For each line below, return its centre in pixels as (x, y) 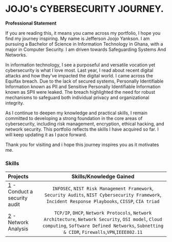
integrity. (15, 103)
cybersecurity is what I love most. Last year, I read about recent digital (79, 70)
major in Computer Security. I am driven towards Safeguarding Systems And (86, 49)
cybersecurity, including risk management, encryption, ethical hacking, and (85, 124)
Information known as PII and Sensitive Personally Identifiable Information (83, 86)
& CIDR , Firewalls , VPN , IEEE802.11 (103, 232)
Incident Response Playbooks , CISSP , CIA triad (103, 201)
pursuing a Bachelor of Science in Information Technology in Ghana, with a (84, 44)
